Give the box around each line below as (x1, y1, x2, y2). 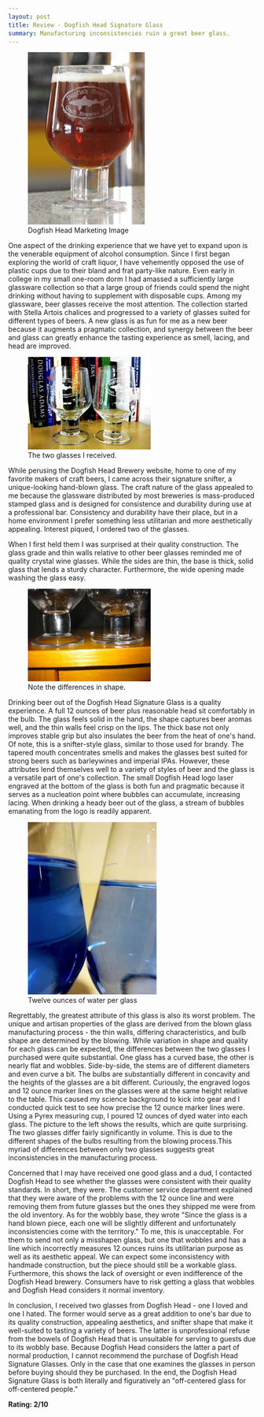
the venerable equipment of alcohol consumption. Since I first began (8, 249, 230, 259)
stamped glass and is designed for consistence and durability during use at (8, 499, 252, 509)
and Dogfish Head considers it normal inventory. (8, 1285, 165, 1295)
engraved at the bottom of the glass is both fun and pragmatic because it (8, 781, 245, 791)
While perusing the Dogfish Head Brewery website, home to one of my (8, 466, 237, 476)
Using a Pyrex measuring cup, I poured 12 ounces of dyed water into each (8, 1111, 248, 1121)
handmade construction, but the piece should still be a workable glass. (8, 1260, 237, 1270)
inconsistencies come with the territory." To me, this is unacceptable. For (8, 1227, 244, 1237)
